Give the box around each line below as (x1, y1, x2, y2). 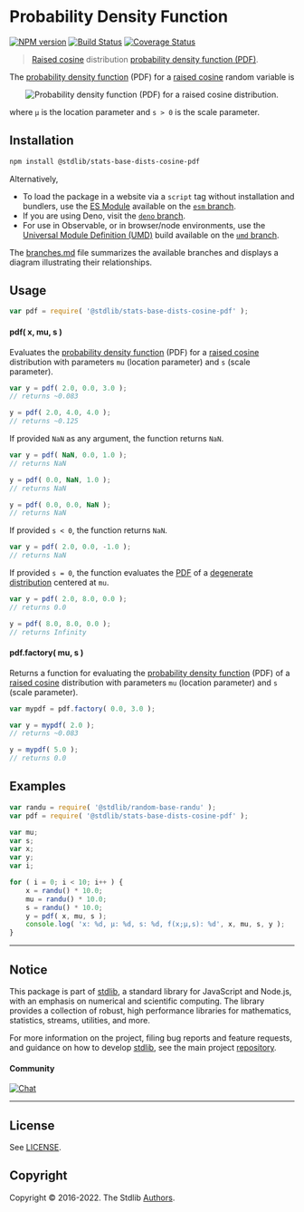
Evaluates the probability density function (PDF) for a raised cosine (9, 346, 260, 357)
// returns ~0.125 (9, 417, 79, 426)
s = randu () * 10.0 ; (25, 903, 103, 912)
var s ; (9, 836, 34, 845)
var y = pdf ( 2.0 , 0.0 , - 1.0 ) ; (9, 542, 131, 552)
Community (9, 1062, 55, 1073)
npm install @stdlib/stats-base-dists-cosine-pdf (9, 157, 201, 166)
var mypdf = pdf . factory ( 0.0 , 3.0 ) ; (9, 704, 156, 713)
